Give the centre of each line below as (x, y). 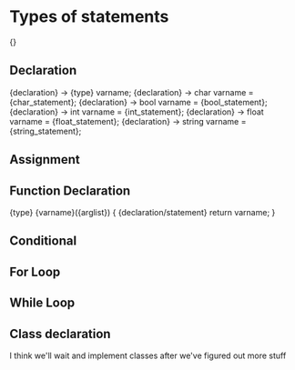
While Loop (42, 303)
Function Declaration (70, 190)
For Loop (35, 271)
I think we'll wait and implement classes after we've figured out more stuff (148, 355)
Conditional (43, 241)
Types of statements (89, 17)
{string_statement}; (46, 131)
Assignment (45, 160)
